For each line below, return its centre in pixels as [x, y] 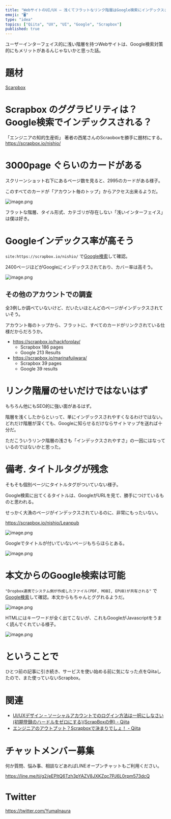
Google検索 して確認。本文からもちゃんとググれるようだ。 [66, 597]
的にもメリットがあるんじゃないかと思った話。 [54, 51]
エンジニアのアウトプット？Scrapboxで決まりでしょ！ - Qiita [77, 728]
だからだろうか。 [27, 331]
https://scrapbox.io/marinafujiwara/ [50, 358]
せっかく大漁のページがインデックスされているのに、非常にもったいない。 [83, 512]
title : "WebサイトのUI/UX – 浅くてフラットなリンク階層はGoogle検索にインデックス [85, 10]
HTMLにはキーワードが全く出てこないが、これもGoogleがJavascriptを [79, 617]
